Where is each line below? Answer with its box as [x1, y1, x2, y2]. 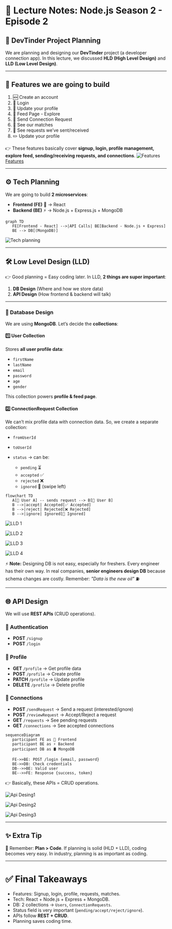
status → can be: [12, 454, 50, 460]
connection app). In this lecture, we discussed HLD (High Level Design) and [5, 55, 166, 61]
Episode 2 [5, 15, 49, 27]
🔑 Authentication [5, 623, 49, 631]
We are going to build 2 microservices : [5, 191, 88, 198]
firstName [12, 357, 34, 362]
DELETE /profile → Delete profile [12, 682, 85, 688]
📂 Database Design [5, 309, 54, 316]
